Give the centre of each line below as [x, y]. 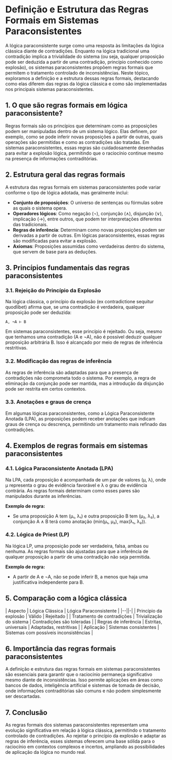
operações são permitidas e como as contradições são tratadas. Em [78, 142]
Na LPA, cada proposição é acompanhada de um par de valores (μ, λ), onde [86, 479]
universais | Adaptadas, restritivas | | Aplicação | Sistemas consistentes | [82, 627]
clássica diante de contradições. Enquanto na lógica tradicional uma [78, 51]
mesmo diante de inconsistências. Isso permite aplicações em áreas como [84, 680]
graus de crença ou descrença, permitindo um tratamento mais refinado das [86, 424]
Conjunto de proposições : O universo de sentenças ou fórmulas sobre [88, 202]
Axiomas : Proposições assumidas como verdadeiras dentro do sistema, [89, 246]
